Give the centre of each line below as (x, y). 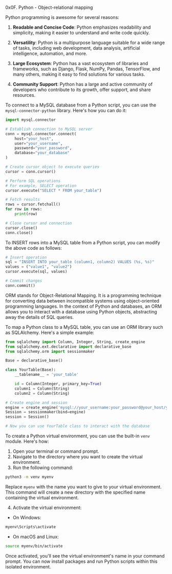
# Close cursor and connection (39, 223)
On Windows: (27, 517)
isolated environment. (28, 567)
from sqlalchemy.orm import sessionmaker (50, 351)
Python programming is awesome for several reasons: (62, 17)
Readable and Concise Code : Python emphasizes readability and (82, 27)
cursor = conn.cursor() (31, 172)
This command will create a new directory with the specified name (76, 492)
